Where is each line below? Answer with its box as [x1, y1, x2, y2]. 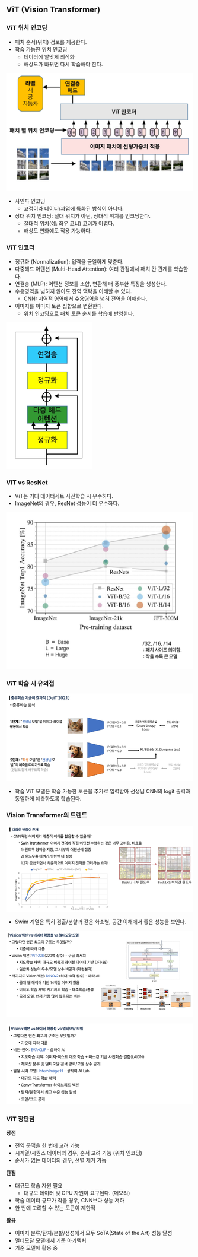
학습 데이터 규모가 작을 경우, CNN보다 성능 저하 [14, 1197, 124, 1204]
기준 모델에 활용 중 [14, 1245, 58, 1252]
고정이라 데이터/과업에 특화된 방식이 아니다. [23, 205, 124, 212]
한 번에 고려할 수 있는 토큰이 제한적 [14, 1204, 96, 1211]
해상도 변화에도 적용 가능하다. [23, 227, 92, 234]
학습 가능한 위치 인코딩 [14, 46, 68, 53]
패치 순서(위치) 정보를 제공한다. [14, 38, 87, 45]
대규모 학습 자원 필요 [14, 1182, 63, 1189]
